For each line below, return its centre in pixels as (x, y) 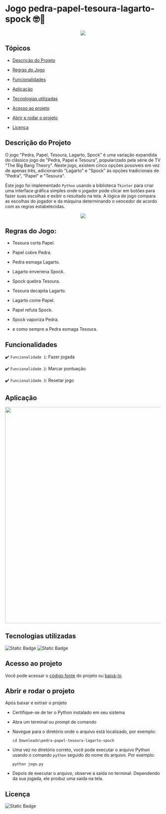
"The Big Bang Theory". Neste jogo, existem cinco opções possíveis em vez (82, 165)
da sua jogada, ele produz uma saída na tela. (58, 778)
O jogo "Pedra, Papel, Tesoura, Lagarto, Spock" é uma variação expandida (81, 155)
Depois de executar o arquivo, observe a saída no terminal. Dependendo (86, 773)
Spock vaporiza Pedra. (36, 320)
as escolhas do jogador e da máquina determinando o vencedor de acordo (81, 201)
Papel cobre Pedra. (32, 253)
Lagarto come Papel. (34, 300)
